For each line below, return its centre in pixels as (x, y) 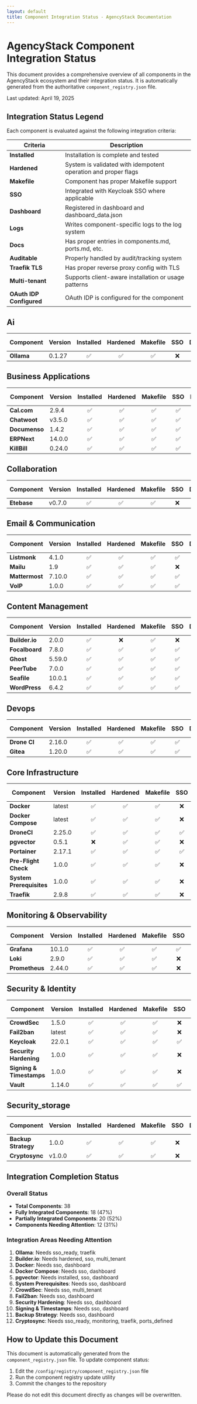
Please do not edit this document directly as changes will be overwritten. (94, 1395)
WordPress (25, 688)
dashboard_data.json (94, 215)
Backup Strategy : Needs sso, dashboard (65, 1315)
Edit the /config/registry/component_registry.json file (82, 1371)
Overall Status (27, 1193)
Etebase (21, 503)
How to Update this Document (63, 1339)
